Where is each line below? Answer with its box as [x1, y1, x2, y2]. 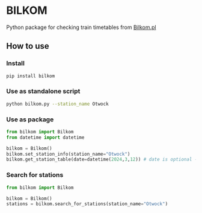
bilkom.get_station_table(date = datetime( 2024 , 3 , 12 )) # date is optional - [6, 156, 198, 163]
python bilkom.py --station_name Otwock [6, 101, 109, 107]
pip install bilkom [6, 73, 55, 79]
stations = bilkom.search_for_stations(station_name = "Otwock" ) [6, 201, 168, 207]
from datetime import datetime [6, 134, 85, 141]
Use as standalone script [6, 87, 81, 95]
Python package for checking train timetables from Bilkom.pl [6, 24, 156, 31]
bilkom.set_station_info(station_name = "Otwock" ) [6, 151, 130, 157]
